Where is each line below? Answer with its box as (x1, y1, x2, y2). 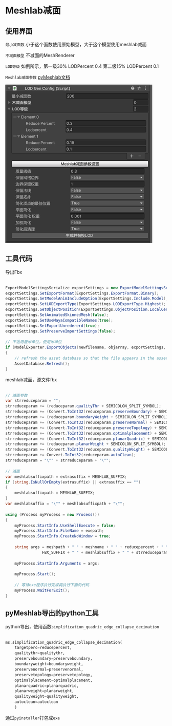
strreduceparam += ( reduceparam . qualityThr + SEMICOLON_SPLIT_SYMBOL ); (5, 404, 161, 409)
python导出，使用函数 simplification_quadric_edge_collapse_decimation (5, 623, 160, 629)
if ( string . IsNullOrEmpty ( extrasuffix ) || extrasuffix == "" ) (5, 479, 141, 485)
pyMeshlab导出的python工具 (5, 609, 99, 618)
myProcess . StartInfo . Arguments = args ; (14, 561, 100, 566)
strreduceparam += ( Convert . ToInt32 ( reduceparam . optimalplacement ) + (5, 431, 157, 436)
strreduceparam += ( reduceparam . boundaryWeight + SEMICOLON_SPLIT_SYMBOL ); (5, 415, 170, 420)
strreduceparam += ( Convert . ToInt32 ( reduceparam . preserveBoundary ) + (5, 409, 157, 414)
